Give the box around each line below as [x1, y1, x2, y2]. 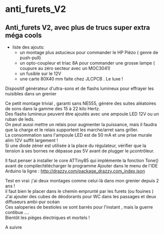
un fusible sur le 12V [19, 71, 61, 77]
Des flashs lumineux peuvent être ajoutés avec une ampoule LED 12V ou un [5, 111, 160, 117]
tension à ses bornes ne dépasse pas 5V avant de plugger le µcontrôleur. [5, 148, 155, 154]
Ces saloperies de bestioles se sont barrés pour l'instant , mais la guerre [5, 204, 153, 210]
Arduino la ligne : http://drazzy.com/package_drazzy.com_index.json [5, 168, 145, 174]
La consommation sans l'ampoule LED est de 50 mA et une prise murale [5, 132, 152, 138]
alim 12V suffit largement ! [5, 138, 58, 143]
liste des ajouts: [12, 44, 45, 50]
